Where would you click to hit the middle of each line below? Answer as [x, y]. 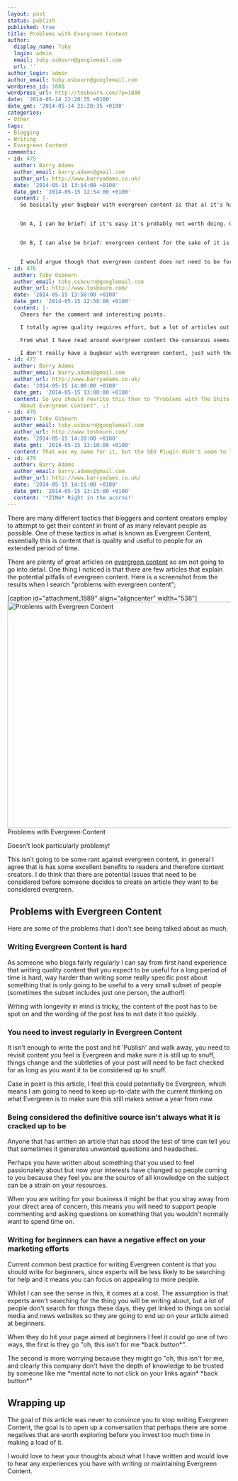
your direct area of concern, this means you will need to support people [112, 1207]
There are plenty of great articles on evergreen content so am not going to [116, 562]
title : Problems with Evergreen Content [68, 34]
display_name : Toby [42, 47]
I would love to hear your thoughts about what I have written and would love [118, 1456]
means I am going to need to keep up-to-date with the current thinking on [115, 1091]
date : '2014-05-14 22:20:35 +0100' [60, 100]
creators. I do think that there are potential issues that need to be [102, 874]
